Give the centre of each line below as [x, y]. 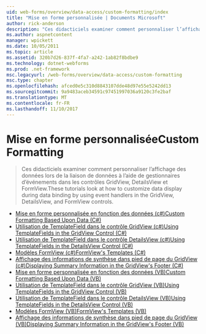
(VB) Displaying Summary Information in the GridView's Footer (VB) [100, 324]
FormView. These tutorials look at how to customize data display [102, 189]
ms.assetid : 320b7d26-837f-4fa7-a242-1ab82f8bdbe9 [72, 58]
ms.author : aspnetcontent [39, 35]
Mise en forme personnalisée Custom [103, 139]
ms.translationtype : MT [37, 97]
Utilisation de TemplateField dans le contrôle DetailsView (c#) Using [100, 240]
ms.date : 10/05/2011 [33, 47]
